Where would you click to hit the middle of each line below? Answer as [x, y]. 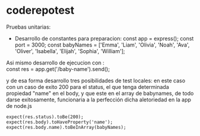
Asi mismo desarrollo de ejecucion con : [55, 63]
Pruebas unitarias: [29, 27]
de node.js [19, 106]
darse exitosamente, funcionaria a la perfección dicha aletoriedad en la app [99, 100]
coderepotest [40, 10]
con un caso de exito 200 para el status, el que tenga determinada [88, 86]
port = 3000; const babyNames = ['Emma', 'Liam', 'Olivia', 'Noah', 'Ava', [102, 45]
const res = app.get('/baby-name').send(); [58, 69]
